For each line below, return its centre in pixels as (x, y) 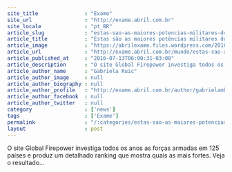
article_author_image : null (55, 77)
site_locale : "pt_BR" (60, 26)
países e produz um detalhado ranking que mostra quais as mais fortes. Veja (116, 155)
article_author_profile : (48, 90)
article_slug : (48, 33)
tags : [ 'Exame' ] (63, 116)
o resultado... (26, 163)
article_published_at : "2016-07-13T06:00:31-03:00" (91, 58)
